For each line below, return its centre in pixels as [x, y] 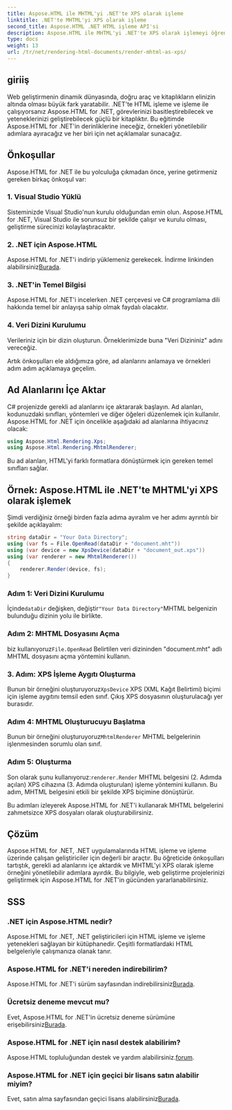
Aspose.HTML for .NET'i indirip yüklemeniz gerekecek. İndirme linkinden [110, 260]
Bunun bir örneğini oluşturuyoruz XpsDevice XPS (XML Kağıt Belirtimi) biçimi [114, 689]
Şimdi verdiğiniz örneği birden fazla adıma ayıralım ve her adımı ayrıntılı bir [113, 517]
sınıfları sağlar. [28, 468]
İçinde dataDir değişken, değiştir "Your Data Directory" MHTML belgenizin [112, 609]
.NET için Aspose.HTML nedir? [60, 921]
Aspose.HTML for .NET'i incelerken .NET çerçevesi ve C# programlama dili [114, 300]
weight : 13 [23, 46]
